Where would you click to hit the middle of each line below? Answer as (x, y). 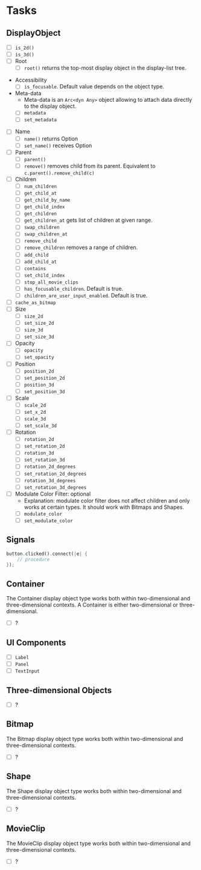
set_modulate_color (49, 521)
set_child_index (44, 275)
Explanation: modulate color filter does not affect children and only (107, 500)
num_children (40, 186)
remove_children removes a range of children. (81, 247)
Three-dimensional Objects (59, 690)
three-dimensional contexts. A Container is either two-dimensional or (92, 605)
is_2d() (24, 48)
